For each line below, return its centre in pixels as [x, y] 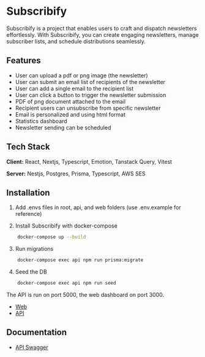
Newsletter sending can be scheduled [63, 128]
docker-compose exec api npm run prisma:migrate [80, 260]
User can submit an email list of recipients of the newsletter [90, 82]
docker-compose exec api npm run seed [67, 283]
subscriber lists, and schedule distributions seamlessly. [76, 41]
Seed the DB [31, 272]
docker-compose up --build [52, 237]
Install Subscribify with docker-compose [66, 226]
